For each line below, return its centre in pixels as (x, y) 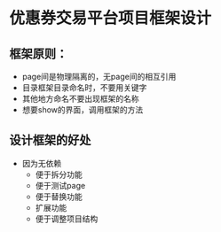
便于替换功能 (59, 197)
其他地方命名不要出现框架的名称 (80, 99)
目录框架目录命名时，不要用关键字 (84, 88)
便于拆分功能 (59, 174)
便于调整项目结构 (67, 219)
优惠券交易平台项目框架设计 (110, 18)
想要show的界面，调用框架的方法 (83, 110)
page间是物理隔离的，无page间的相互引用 (99, 77)
